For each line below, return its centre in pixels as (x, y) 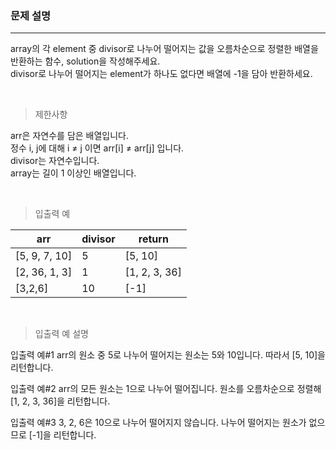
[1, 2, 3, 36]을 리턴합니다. (60, 401)
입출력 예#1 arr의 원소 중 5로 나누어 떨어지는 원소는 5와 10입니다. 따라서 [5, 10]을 (168, 355)
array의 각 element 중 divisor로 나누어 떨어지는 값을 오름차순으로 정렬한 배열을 (164, 49)
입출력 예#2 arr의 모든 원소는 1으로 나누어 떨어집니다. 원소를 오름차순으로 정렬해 (166, 389)
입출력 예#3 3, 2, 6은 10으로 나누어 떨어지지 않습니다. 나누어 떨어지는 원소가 (158, 423)
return (153, 239)
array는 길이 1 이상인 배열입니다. (73, 173)
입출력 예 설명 (61, 334)
